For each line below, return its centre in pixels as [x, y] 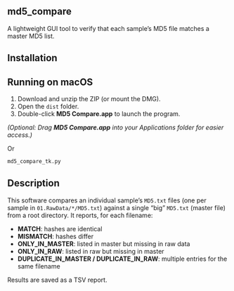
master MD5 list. [31, 36]
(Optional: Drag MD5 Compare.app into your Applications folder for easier [116, 128]
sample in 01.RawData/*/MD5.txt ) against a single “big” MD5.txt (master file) [117, 207]
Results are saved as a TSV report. [57, 280]
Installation [32, 58]
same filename [39, 266]
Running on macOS [50, 82]
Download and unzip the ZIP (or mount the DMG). [89, 99]
